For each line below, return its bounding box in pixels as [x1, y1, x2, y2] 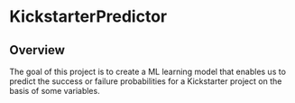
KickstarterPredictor [9, 6, 168, 27]
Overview [9, 42, 66, 58]
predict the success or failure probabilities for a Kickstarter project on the [9, 76, 282, 87]
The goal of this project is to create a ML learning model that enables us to [9, 66, 287, 77]
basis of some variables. [9, 86, 101, 96]
